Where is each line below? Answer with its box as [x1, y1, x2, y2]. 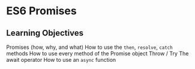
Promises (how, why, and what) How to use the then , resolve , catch [6, 43, 173, 51]
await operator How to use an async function [6, 57, 116, 63]
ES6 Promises [6, 4, 77, 18]
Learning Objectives [6, 28, 84, 38]
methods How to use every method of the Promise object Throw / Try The [6, 50, 189, 57]
